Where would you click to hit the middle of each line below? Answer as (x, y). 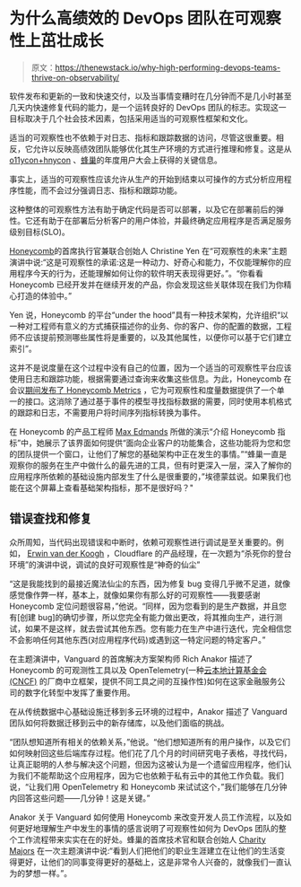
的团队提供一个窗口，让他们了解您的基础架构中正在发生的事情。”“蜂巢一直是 (148, 453)
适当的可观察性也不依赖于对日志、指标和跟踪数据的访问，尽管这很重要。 (142, 137)
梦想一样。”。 (48, 873)
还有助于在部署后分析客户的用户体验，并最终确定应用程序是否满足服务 (162, 220)
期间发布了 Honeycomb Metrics (83, 390)
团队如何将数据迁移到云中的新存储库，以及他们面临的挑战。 (119, 723)
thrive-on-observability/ (75, 77)
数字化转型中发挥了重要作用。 (80, 692)
